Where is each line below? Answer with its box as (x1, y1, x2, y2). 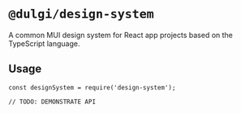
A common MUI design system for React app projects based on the (8, 30, 234, 40)
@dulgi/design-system (8, 6, 154, 22)
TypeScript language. (8, 39, 80, 48)
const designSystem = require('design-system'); (8, 83, 176, 91)
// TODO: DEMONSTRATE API (8, 98, 96, 106)
